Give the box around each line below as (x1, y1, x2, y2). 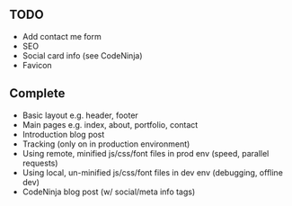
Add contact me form (22, 31, 102, 41)
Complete (9, 85, 66, 102)
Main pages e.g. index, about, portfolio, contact (22, 119, 199, 130)
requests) (22, 157, 58, 168)
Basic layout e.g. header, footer (22, 110, 139, 121)
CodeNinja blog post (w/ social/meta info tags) (22, 186, 196, 197)
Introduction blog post (22, 129, 105, 139)
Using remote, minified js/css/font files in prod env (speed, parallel (22, 148, 270, 158)
